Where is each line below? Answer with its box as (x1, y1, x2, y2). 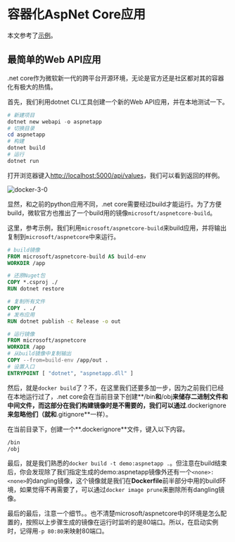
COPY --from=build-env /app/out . (7, 357, 109, 364)
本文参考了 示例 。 (7, 31, 57, 39)
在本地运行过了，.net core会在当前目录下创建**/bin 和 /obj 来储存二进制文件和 (7, 392, 229, 400)
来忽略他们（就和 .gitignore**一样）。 (7, 409, 113, 418)
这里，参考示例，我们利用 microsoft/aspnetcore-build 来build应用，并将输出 (7, 223, 227, 232)
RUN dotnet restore (7, 285, 65, 292)
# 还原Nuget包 (7, 272, 46, 279)
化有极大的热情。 (7, 82, 57, 91)
